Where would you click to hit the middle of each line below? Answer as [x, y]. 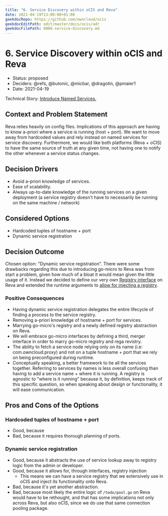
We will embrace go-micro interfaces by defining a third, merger [79, 336]
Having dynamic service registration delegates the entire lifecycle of [83, 309]
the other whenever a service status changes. [53, 153]
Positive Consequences [35, 299]
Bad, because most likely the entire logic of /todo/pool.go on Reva [81, 492]
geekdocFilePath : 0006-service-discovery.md [52, 29]
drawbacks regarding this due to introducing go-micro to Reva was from [80, 269]
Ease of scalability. [32, 186]
